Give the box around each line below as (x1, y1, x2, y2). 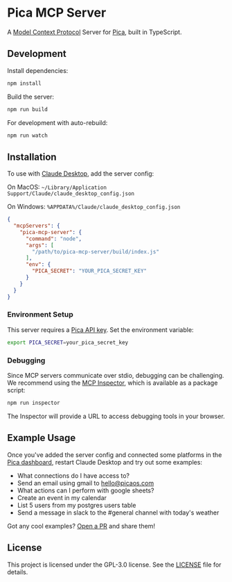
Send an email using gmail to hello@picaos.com (17, 479, 154, 487)
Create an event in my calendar (17, 493, 107, 501)
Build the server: (7, 92, 54, 101)
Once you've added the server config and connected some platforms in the (7, 450, 222, 459)
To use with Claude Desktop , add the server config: (7, 169, 154, 178)
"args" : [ (25, 242, 54, 249)
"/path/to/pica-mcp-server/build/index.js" (32, 248, 159, 255)
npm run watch (7, 132, 48, 139)
